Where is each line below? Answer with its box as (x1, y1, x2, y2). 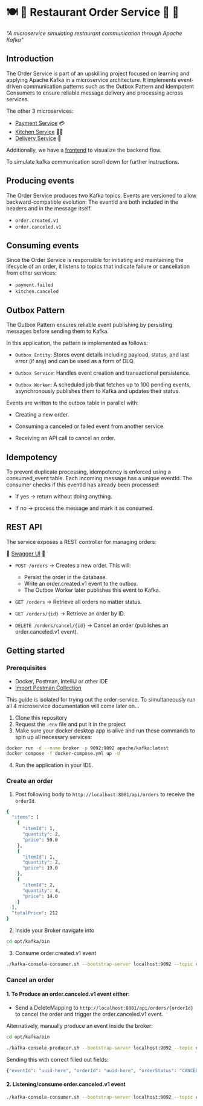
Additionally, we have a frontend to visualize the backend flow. (6, 146, 162, 153)
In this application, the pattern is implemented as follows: (6, 340, 148, 347)
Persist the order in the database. (24, 573, 108, 580)
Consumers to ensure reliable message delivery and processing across (6, 89, 183, 96)
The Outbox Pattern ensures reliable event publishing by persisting (6, 321, 173, 329)
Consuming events (6, 240, 79, 250)
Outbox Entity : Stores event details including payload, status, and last (14, 351, 189, 358)
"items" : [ (11, 814, 39, 820)
